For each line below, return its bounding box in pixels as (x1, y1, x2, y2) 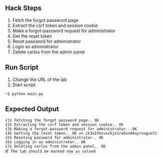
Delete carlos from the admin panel (12, 49, 85, 55)
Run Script (5, 63, 39, 72)
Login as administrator (12, 43, 59, 49)
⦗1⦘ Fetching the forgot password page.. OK (5, 118, 99, 123)
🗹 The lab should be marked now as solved (5, 149, 96, 154)
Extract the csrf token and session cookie (12, 22, 98, 28)
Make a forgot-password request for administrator (12, 27, 116, 34)
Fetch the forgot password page (12, 17, 79, 23)
